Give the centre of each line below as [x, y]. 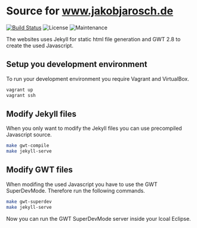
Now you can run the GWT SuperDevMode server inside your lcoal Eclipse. [98, 218]
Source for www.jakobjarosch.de [90, 11]
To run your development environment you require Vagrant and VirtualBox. [98, 78]
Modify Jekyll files [41, 114]
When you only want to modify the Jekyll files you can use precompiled [94, 128]
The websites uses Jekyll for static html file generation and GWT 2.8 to [93, 39]
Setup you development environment [77, 64]
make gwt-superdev [29, 202]
